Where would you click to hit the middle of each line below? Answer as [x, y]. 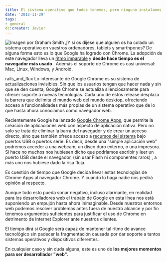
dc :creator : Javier [25, 28]
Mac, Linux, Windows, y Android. [39, 69]
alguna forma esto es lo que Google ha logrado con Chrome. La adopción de [84, 53]
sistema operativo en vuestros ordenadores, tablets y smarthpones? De [79, 48]
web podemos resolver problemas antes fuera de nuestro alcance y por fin [82, 209]
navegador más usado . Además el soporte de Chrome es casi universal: [80, 64]
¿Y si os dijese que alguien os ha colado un [109, 42]
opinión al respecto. [26, 183]
